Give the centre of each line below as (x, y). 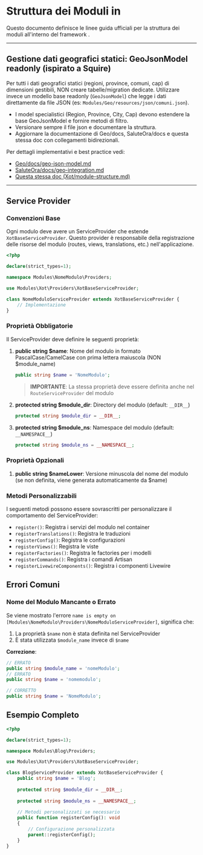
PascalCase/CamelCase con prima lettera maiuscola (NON (88, 357)
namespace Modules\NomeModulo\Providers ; (59, 278)
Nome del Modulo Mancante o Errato (61, 602)
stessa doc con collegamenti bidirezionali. (67, 140)
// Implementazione (42, 305)
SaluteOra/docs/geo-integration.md (60, 170)
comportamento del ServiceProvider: (52, 516)
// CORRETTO (21, 691)
